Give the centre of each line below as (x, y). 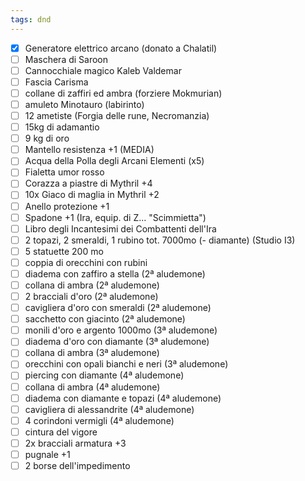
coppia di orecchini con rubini (86, 262)
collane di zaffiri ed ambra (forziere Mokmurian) (123, 93)
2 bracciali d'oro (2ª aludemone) (91, 296)
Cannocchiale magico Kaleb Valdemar (103, 70)
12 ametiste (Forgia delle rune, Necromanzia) (117, 115)
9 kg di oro (47, 138)
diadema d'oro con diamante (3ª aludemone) (117, 342)
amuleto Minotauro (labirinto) (84, 104)
